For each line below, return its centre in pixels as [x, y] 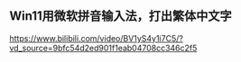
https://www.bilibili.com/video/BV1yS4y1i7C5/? [96, 38]
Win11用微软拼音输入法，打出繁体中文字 [120, 16]
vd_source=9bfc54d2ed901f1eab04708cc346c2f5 [103, 48]
